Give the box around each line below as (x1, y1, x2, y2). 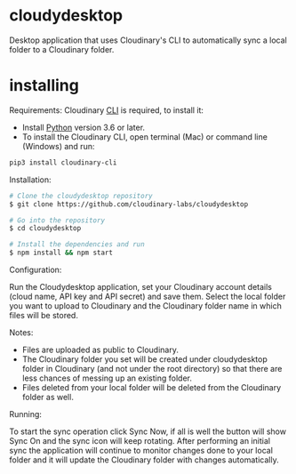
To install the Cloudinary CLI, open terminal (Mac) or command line (21, 131, 268, 142)
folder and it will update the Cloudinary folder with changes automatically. (9, 454, 279, 465)
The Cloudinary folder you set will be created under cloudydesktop (21, 354, 268, 365)
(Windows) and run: (21, 141, 95, 151)
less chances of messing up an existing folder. (21, 373, 193, 383)
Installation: (9, 174, 52, 185)
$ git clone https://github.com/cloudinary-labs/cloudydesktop (9, 199, 249, 209)
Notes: (9, 327, 34, 338)
